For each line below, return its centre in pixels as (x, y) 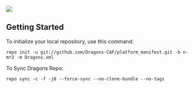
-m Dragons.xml (35, 57)
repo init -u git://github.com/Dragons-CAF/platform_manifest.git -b (93, 52)
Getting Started (35, 27)
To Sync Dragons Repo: (35, 68)
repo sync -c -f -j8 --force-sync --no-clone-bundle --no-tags (86, 79)
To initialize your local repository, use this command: (70, 41)
